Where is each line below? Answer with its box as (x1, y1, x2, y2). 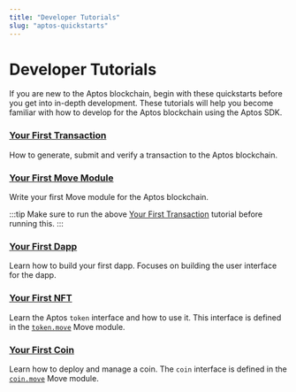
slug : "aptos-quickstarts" (9, 21, 109, 30)
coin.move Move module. (9, 373, 99, 383)
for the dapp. (9, 270, 57, 281)
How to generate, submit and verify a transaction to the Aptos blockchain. (9, 150, 278, 160)
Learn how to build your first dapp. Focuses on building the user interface (9, 260, 277, 271)
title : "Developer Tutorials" (9, 12, 121, 22)
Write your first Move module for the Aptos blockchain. (9, 192, 209, 203)
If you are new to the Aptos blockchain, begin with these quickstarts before (9, 88, 283, 99)
